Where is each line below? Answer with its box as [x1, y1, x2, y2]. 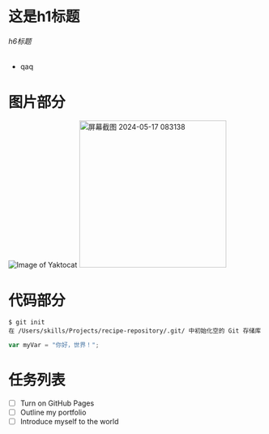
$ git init [8, 318, 45, 327]
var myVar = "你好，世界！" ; [8, 342, 100, 350]
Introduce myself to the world [19, 417, 119, 427]
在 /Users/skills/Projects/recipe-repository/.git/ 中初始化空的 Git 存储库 [8, 327, 262, 335]
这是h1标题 [8, 7, 80, 26]
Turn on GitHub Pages [19, 398, 95, 408]
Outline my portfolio [19, 407, 87, 418]
